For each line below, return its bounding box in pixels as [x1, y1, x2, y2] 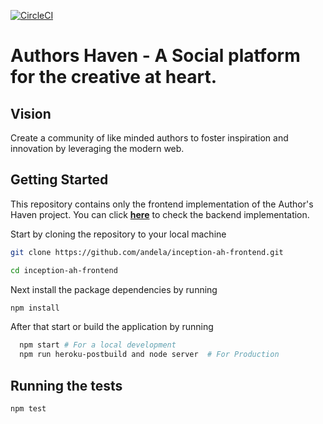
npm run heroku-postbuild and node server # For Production [19, 350, 280, 360]
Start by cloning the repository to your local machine [10, 228, 227, 240]
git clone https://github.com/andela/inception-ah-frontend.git [10, 247, 284, 257]
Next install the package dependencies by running [10, 283, 218, 295]
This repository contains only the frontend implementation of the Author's [10, 198, 314, 210]
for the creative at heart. [10, 66, 217, 89]
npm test [10, 404, 47, 414]
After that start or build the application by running [10, 321, 214, 333]
